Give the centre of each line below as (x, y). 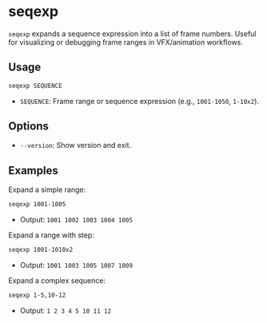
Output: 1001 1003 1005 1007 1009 (76, 265)
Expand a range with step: (51, 235)
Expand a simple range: (47, 189)
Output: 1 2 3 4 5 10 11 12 (66, 310)
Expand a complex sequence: (57, 281)
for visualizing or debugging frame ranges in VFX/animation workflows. (126, 42)
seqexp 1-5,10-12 (37, 295)
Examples (33, 170)
